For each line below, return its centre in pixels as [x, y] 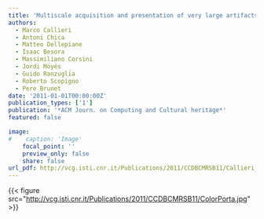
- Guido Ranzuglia [46, 74]
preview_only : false [56, 154]
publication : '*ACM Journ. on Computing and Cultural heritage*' [117, 111]
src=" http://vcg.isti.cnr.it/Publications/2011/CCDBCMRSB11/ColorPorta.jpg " [129, 199]
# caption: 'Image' [45, 139]
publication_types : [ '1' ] [50, 103]
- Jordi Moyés [38, 67]
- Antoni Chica [40, 37]
